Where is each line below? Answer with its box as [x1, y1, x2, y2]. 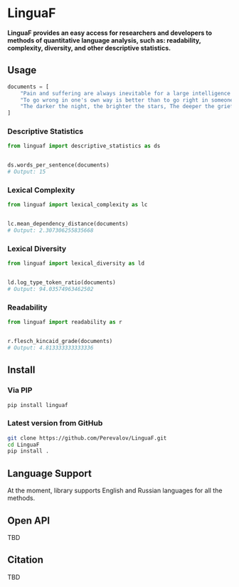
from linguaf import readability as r [7, 319, 122, 326]
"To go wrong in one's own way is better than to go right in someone [20, 96, 234, 104]
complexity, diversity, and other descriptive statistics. [7, 43, 171, 52]
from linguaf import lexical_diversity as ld [7, 260, 144, 268]
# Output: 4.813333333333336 [7, 344, 94, 351]
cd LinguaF [7, 441, 40, 448]
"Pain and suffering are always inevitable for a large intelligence [20, 90, 231, 97]
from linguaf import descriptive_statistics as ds [7, 142, 161, 150]
